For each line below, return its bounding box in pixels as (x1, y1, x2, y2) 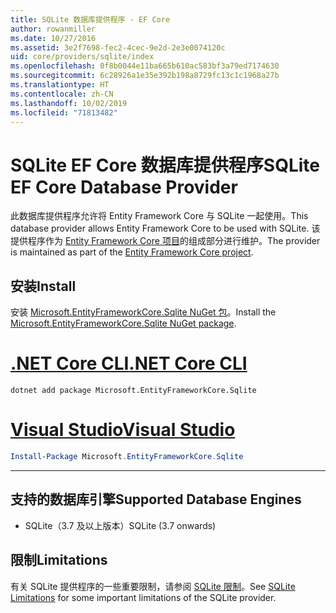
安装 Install (10, 277, 77, 295)
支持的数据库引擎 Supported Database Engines (10, 491, 302, 508)
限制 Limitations (10, 552, 108, 569)
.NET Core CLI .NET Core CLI (10, 352, 248, 375)
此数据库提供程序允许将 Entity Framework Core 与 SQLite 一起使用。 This (10, 210, 309, 222)
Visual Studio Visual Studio (10, 419, 236, 441)
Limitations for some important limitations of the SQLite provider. (10, 591, 277, 603)
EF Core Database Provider (10, 176, 238, 198)
